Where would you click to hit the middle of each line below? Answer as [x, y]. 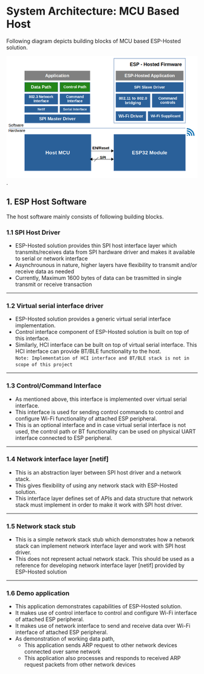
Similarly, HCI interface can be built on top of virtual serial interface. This [106, 345]
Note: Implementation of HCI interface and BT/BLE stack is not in [102, 358]
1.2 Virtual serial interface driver [55, 305]
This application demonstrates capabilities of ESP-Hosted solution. [98, 606]
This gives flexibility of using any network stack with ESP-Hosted [96, 485]
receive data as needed [45, 271]
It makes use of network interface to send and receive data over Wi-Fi [103, 626]
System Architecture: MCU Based [93, 11]
